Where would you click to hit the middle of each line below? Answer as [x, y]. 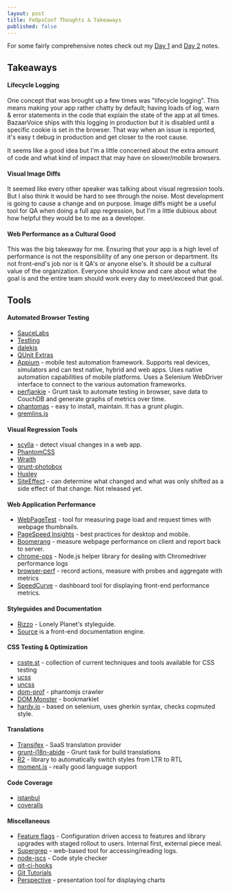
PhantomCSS [36, 452]
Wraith [27, 460]
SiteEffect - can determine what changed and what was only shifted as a [120, 481]
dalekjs [27, 347]
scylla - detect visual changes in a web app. [80, 444]
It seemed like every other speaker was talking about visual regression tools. [116, 189]
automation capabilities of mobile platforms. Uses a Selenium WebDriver [120, 377]
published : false [32, 26]
